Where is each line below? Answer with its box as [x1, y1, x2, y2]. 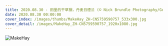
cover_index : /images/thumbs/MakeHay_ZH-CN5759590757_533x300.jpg [5, 16, 146, 21]
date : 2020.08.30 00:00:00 [5, 12, 61, 17]
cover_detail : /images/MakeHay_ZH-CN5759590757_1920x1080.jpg [5, 21, 137, 26]
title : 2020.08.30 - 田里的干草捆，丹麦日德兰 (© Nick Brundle [5, 7, 131, 12]
